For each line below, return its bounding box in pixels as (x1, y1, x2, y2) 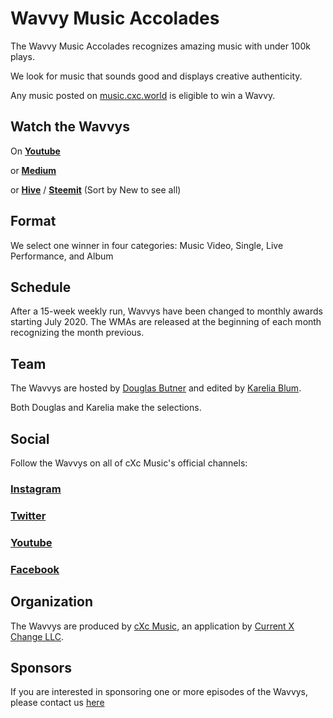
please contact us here (10, 697, 105, 709)
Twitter (10, 508, 47, 522)
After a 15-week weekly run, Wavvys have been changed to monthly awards (10, 305, 323, 317)
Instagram (10, 482, 62, 496)
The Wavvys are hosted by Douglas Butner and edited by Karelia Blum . (10, 382, 302, 394)
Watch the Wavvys (10, 118, 130, 136)
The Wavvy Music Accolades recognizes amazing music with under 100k (10, 40, 311, 52)
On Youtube (10, 145, 61, 157)
